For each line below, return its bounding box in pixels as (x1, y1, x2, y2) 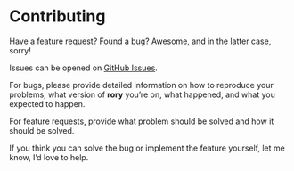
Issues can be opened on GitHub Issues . (9, 62, 158, 73)
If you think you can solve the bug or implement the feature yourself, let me (9, 142, 285, 153)
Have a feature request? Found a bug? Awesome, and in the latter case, (9, 36, 272, 46)
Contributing (9, 6, 106, 27)
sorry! (9, 45, 31, 55)
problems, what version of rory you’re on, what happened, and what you (9, 89, 276, 100)
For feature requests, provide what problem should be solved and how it (9, 116, 274, 126)
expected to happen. (9, 98, 86, 109)
